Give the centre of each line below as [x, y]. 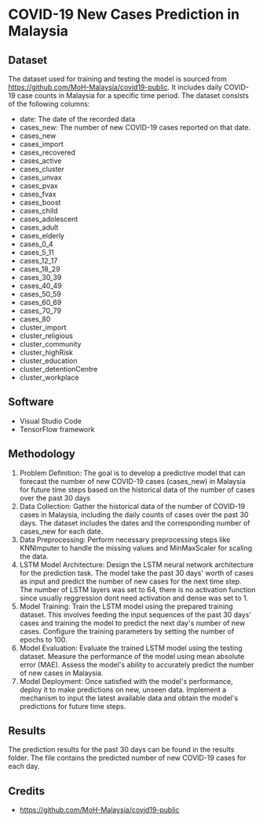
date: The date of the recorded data [77, 119]
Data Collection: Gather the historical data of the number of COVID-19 [132, 506]
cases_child [38, 211]
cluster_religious [46, 336]
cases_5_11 [37, 252]
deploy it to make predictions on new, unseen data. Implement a [123, 689]
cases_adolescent [49, 219]
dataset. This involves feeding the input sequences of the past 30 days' [135, 614]
